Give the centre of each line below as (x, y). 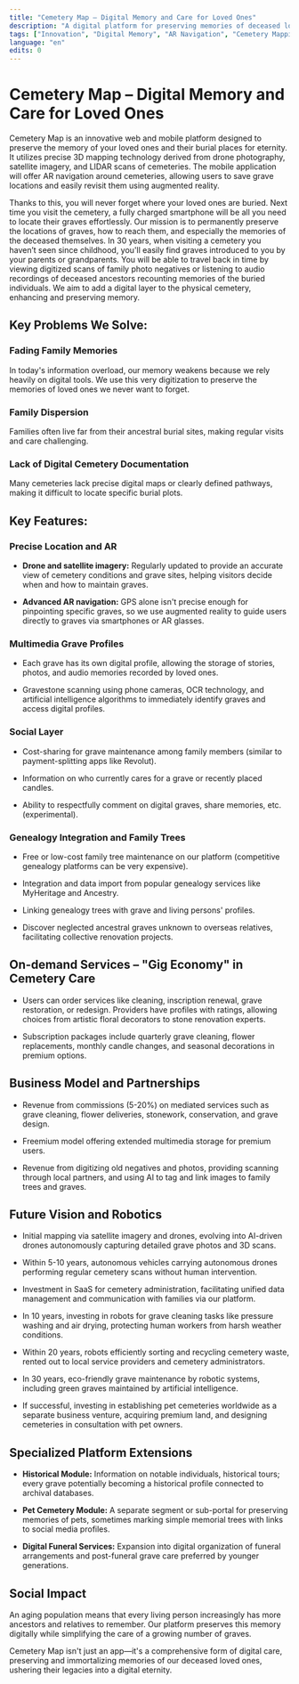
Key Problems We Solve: (79, 325)
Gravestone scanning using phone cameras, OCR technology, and (143, 690)
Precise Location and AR (63, 546)
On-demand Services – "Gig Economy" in (126, 965)
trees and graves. (54, 1186)
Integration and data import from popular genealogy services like (141, 883)
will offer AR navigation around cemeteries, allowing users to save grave (141, 176)
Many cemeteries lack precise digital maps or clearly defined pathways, (141, 484)
